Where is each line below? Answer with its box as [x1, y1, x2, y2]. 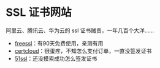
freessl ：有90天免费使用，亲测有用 [14, 39, 104, 47]
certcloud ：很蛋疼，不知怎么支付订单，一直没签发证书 [14, 47, 152, 55]
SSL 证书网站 [6, 5, 72, 19]
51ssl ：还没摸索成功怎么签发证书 [14, 55, 97, 62]
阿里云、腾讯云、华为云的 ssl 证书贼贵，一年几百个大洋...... [6, 27, 154, 34]
